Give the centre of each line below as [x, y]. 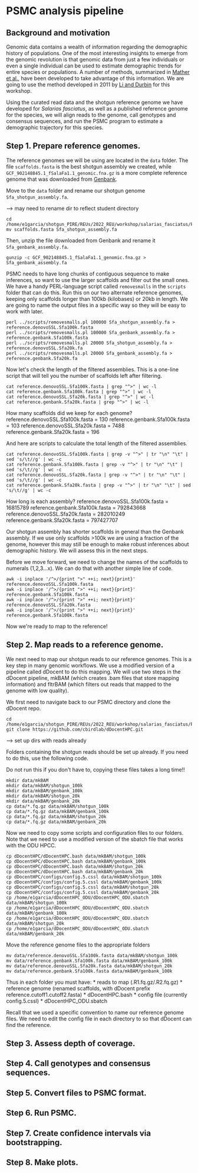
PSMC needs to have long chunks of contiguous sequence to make [88, 274]
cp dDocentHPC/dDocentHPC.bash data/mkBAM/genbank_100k [76, 861]
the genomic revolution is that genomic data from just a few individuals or [95, 59]
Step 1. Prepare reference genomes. [73, 146]
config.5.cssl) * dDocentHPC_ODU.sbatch [57, 1001]
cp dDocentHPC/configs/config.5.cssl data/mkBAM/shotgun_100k [84, 877]
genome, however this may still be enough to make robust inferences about [98, 544]
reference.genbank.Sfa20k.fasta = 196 [53, 432]
